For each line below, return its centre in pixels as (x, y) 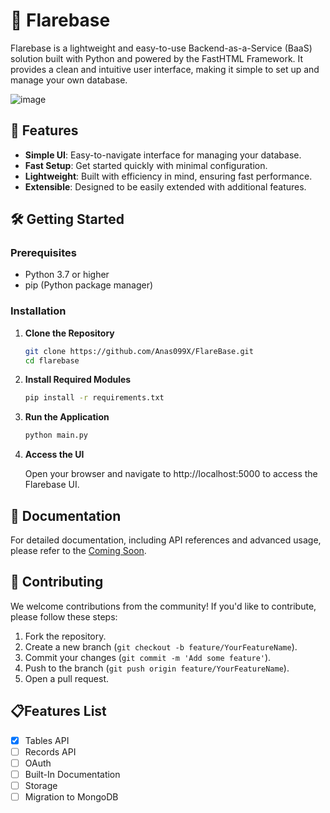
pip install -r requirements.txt (94, 398)
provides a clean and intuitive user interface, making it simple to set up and (165, 69)
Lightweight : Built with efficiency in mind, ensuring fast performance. (168, 176)
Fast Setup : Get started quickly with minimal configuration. (146, 165)
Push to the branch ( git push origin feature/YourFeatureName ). (157, 668)
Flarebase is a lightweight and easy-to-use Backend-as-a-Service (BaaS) (161, 48)
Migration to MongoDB (71, 796)
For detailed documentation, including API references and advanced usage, (166, 540)
